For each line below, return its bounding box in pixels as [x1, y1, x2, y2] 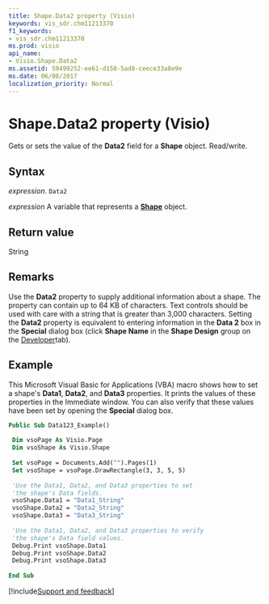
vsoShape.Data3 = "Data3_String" [11, 512, 125, 520]
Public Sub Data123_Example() [8, 421, 111, 429]
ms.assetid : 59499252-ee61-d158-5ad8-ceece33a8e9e [8, 65, 183, 73]
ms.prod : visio [8, 42, 60, 50]
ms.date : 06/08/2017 [8, 72, 78, 80]
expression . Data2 [8, 186, 67, 196]
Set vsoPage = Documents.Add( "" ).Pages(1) [11, 459, 158, 467]
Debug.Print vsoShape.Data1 [11, 542, 107, 550]
